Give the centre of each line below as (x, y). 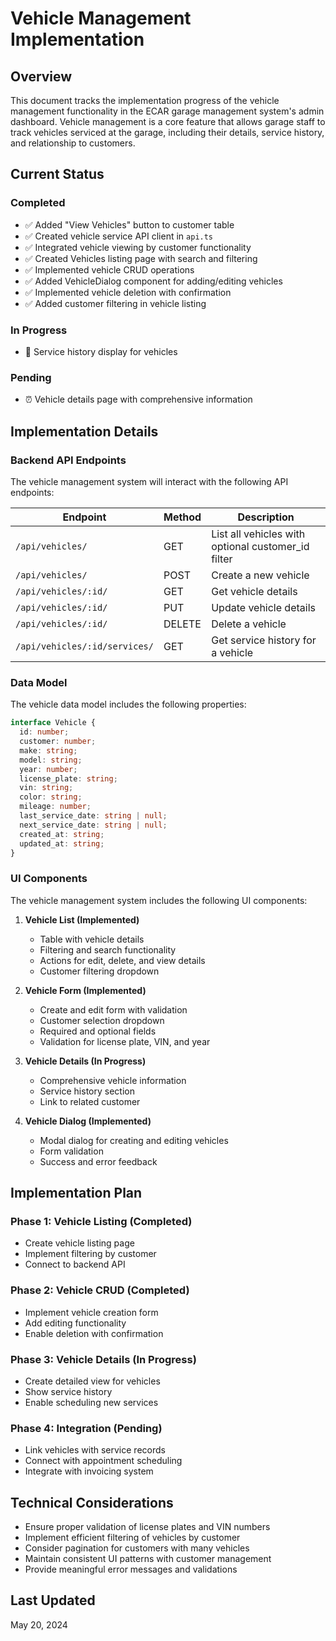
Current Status (57, 174)
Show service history (68, 1391)
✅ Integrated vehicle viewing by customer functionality (138, 247)
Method (182, 517)
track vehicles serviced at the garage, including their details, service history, (167, 132)
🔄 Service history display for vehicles (101, 351)
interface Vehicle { (53, 723)
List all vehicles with (258, 534)
